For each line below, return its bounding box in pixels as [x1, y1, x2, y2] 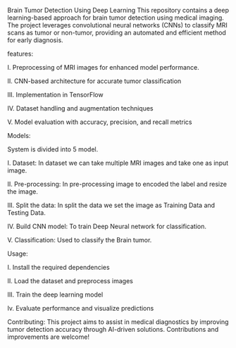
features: [7, 49, 34, 58]
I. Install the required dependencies [7, 263, 111, 271]
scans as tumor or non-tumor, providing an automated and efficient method [7, 28, 227, 37]
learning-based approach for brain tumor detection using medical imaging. [7, 13, 224, 22]
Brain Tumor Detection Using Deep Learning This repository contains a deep [7, 6, 229, 14]
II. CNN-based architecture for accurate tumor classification [7, 77, 182, 85]
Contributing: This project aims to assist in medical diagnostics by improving [7, 318, 229, 326]
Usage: [7, 249, 28, 258]
